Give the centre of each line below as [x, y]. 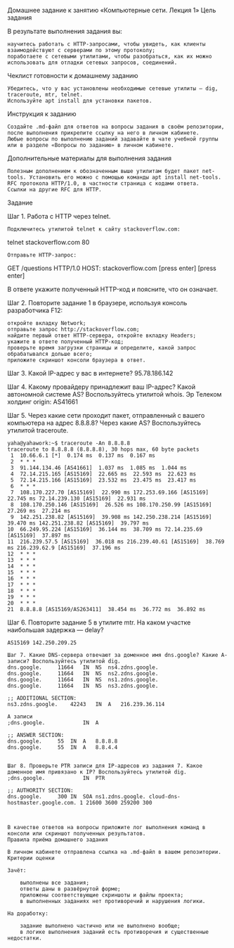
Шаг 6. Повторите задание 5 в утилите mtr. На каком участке [99, 622]
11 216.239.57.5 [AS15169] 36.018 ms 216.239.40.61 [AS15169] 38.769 [116, 542]
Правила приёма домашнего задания [58, 840]
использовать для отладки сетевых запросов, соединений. [92, 63]
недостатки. [25, 938]
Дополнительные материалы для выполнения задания [90, 158]
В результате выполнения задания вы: [65, 31]
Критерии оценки [31, 858]
